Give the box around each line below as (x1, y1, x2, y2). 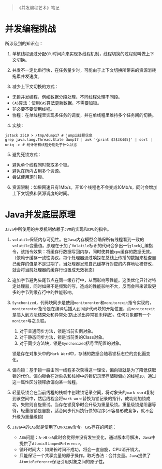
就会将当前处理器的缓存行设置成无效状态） (12, 267, 97, 272)
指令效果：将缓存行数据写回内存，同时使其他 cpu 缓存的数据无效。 (25, 249, 155, 254)
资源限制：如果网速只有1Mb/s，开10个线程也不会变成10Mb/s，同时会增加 (12, 184, 158, 190)
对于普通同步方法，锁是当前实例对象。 (19, 328, 96, 334)
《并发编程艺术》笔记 (16, 5, 59, 10)
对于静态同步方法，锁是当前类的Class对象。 (19, 334, 107, 340)
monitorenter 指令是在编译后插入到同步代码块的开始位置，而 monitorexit (12, 305, 156, 311)
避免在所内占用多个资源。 (12, 167, 63, 174)
